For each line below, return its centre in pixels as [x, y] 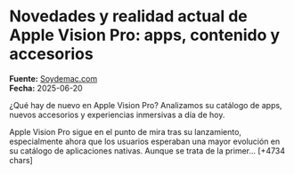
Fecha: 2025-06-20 [46, 88]
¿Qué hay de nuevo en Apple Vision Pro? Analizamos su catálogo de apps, [146, 105]
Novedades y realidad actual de [128, 16]
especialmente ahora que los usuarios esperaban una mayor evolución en [145, 141]
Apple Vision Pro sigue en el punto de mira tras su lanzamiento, [126, 131]
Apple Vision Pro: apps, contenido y [145, 35]
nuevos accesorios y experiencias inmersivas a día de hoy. [117, 115]
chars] [21, 160]
